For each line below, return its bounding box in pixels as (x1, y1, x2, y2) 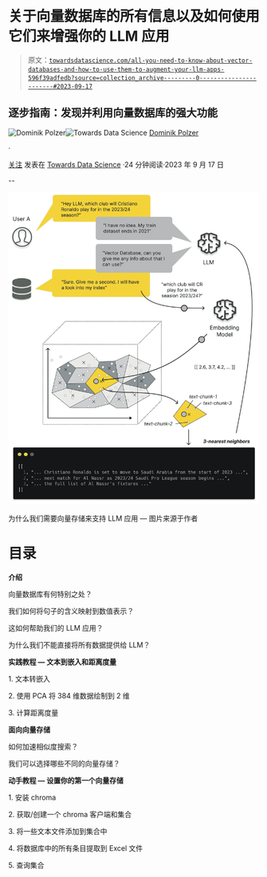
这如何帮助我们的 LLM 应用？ (8, 623, 104, 632)
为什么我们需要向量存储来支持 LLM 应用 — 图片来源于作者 (8, 513, 198, 523)
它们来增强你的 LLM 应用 (8, 27, 170, 45)
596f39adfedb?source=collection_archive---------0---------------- (27, 73, 257, 82)
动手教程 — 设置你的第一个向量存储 (8, 775, 124, 785)
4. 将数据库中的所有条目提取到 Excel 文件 (8, 843, 143, 853)
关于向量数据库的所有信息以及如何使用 (8, 7, 261, 26)
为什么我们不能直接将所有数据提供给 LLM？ (8, 639, 151, 650)
